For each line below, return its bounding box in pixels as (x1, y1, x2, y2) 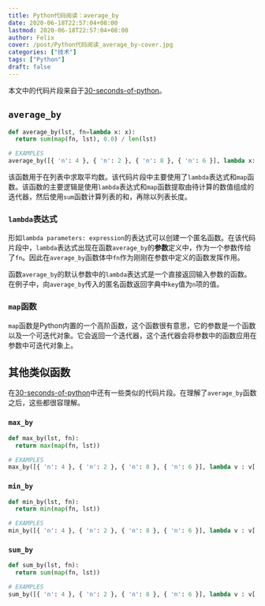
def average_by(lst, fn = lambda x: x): (8, 128, 136, 136)
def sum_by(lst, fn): (8, 562, 80, 570)
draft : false (8, 63, 51, 71)
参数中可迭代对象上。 (8, 341, 77, 350)
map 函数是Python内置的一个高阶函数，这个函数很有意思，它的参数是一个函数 (8, 321, 256, 330)
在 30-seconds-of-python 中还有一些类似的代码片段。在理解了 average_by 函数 (8, 388, 257, 397)
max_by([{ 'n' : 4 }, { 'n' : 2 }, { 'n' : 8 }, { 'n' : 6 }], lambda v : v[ (8, 463, 256, 471)
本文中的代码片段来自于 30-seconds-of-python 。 (8, 85, 167, 95)
